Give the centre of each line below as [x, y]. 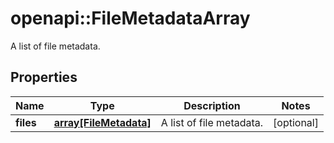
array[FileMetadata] [102, 122]
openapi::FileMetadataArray [130, 18]
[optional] [296, 122]
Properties [44, 77]
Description [212, 105]
